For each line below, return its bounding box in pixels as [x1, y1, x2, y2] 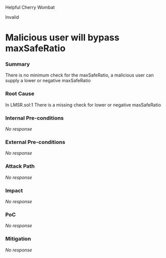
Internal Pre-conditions [5, 114, 64, 121]
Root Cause [5, 90, 35, 97]
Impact [5, 187, 23, 194]
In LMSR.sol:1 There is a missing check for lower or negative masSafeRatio [5, 101, 161, 108]
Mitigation [5, 235, 31, 242]
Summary [5, 61, 30, 68]
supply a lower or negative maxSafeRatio [5, 78, 91, 84]
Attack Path [5, 163, 35, 170]
